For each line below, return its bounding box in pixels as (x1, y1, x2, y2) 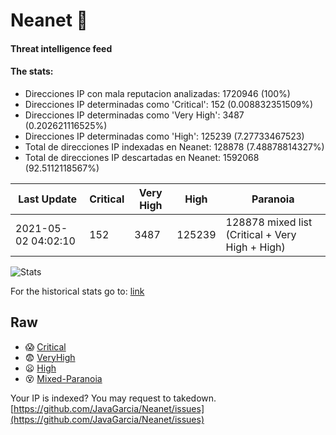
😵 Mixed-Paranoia (24, 372, 103, 384)
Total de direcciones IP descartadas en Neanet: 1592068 (24, 151, 260, 163)
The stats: (10, 65, 54, 78)
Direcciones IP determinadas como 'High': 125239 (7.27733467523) (24, 130, 305, 142)
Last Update (18, 192, 78, 206)
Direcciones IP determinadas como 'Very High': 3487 (24, 109, 245, 121)
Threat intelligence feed (10, 42, 113, 54)
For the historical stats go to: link (10, 285, 145, 297)
